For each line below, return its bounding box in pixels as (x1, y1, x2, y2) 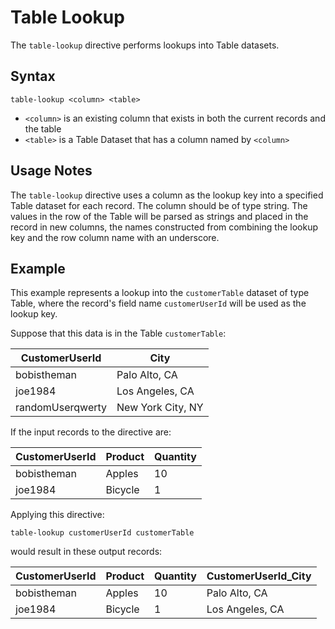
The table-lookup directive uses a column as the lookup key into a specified (10, 189, 324, 201)
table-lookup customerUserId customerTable (10, 528, 195, 538)
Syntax (10, 68, 56, 85)
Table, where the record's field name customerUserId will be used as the (10, 297, 307, 310)
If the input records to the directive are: (10, 426, 172, 438)
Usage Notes (10, 162, 93, 180)
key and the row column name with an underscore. (10, 231, 220, 243)
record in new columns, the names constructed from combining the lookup (10, 221, 318, 233)
